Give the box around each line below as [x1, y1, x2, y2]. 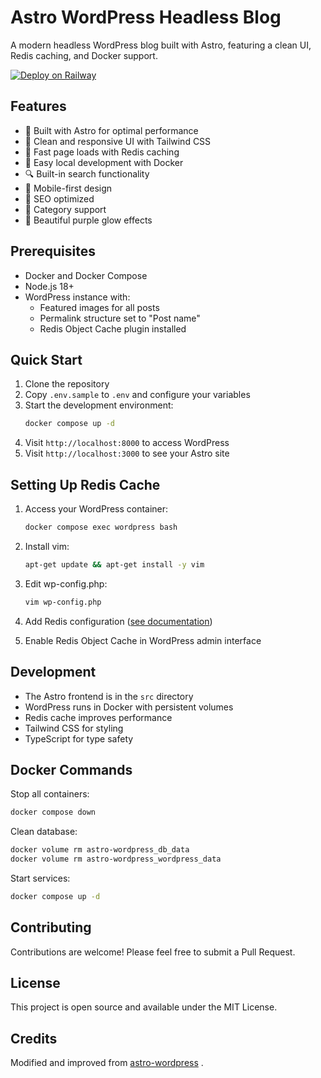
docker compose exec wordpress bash [24, 522, 178, 533]
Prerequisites [10, 243, 96, 260]
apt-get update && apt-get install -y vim [24, 559, 205, 570]
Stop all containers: [10, 788, 90, 800]
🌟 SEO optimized [24, 192, 95, 205]
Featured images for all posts [39, 301, 160, 313]
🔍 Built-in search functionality [24, 167, 150, 180]
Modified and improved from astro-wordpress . [10, 1057, 204, 1069]
